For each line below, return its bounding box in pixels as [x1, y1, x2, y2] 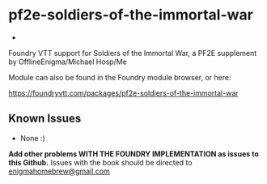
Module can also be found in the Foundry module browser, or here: [8, 72, 231, 82]
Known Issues [8, 112, 82, 126]
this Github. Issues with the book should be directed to [8, 157, 193, 167]
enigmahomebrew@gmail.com [8, 166, 111, 176]
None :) [19, 133, 46, 143]
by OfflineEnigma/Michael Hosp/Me [8, 57, 127, 66]
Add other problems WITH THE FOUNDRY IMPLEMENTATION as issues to [8, 148, 259, 159]
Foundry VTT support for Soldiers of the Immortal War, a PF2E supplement [8, 48, 257, 58]
